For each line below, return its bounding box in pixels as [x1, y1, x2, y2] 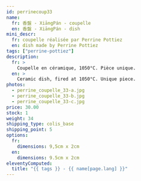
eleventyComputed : [6, 160, 52, 167]
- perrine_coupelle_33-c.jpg [11, 98, 85, 104]
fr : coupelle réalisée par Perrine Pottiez [11, 37, 122, 43]
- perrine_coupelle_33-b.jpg [11, 93, 85, 99]
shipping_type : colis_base [6, 121, 74, 127]
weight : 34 [6, 115, 34, 121]
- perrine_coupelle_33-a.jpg [11, 87, 85, 94]
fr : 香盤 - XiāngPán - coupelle [11, 20, 92, 26]
